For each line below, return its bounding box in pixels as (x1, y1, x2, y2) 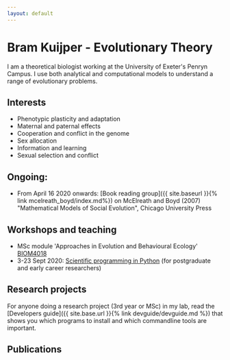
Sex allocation (16, 136, 57, 145)
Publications (7, 344, 62, 355)
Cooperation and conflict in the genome (16, 130, 130, 138)
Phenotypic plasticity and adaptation (16, 115, 121, 123)
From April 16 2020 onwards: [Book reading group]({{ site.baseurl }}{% (16, 189, 218, 197)
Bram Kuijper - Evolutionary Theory (7, 39, 214, 55)
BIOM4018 (16, 250, 47, 257)
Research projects (7, 284, 87, 296)
